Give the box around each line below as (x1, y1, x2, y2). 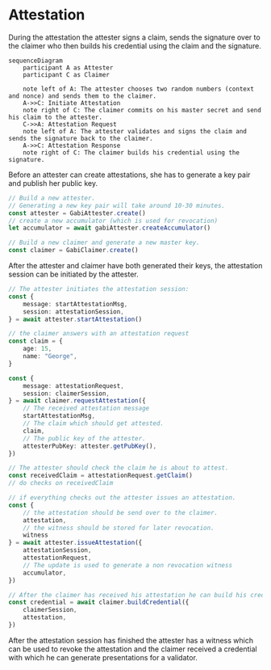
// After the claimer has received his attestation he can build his (8, 591, 248, 599)
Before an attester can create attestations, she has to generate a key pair (8, 170, 251, 179)
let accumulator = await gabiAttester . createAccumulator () (8, 224, 211, 232)
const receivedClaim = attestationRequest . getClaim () (8, 471, 194, 480)
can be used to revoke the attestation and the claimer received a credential (8, 644, 257, 654)
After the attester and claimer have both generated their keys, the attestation (8, 261, 263, 271)
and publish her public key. (8, 178, 98, 188)
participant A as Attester (23, 63, 114, 72)
